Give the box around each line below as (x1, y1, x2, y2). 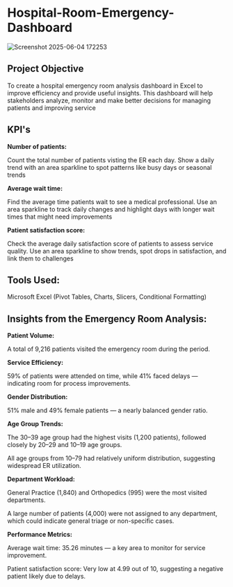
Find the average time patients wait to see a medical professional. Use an (7, 197, 217, 206)
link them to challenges (7, 254, 74, 263)
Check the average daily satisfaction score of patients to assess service (7, 239, 214, 248)
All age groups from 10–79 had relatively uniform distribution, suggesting (7, 454, 216, 462)
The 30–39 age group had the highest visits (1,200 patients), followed (7, 433, 207, 441)
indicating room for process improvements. (7, 379, 131, 388)
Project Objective (7, 63, 84, 75)
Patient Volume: (7, 331, 54, 340)
